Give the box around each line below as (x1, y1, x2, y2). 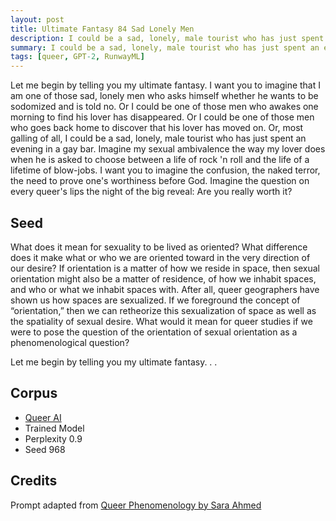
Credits (10, 472, 58, 490)
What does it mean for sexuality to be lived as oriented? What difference (10, 241, 308, 253)
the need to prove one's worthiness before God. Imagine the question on (10, 175, 310, 187)
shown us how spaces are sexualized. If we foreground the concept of (10, 294, 301, 306)
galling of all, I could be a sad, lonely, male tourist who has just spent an (10, 132, 307, 145)
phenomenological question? (10, 336, 130, 348)
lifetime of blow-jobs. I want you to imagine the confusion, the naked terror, (10, 164, 321, 176)
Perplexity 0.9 (24, 432, 83, 445)
